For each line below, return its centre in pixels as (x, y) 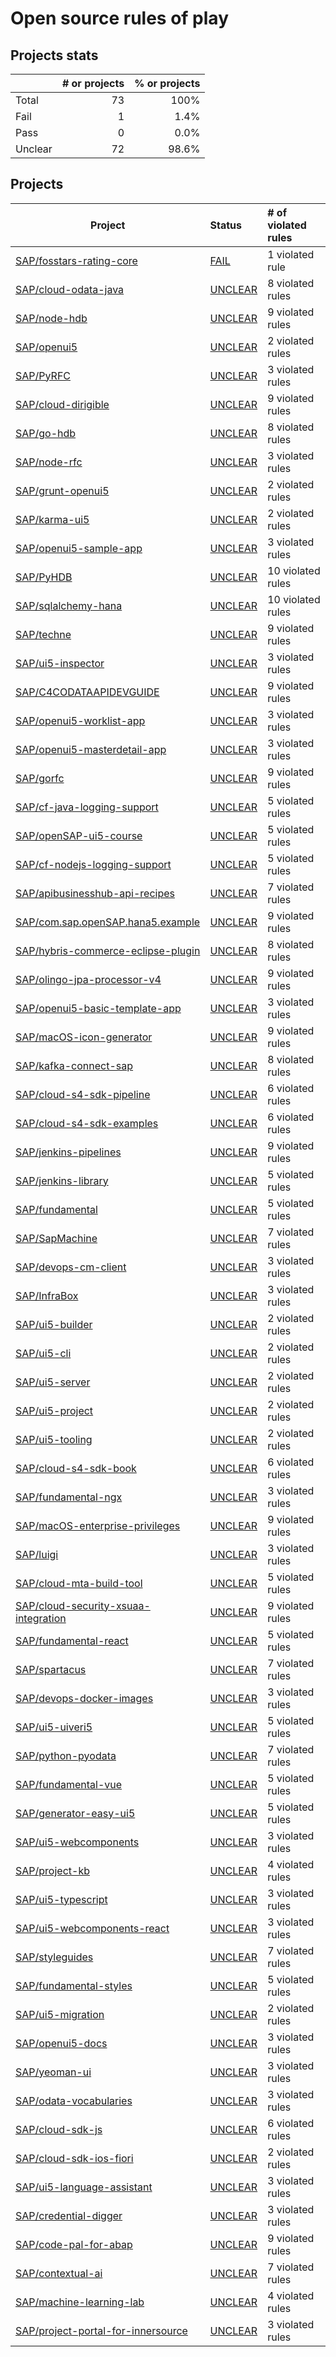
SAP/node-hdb (51, 318)
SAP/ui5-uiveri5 (54, 1727)
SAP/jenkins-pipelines (68, 1152)
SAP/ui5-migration (60, 2014)
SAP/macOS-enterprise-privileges (98, 1525)
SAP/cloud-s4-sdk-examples (87, 1123)
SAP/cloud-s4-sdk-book (76, 1468)
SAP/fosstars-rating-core (76, 260)
